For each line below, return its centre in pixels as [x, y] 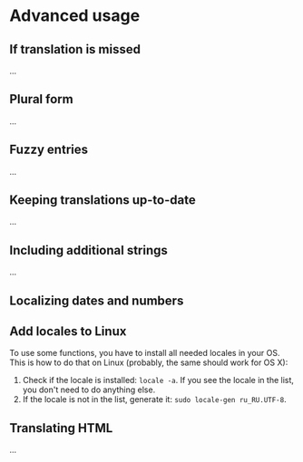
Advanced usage [75, 16]
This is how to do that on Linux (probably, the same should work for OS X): [149, 362]
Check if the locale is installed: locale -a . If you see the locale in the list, [158, 380]
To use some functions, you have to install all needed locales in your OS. [145, 353]
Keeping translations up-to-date [103, 200]
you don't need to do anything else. [89, 390]
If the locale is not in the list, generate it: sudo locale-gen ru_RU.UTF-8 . [155, 399]
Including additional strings [88, 250]
